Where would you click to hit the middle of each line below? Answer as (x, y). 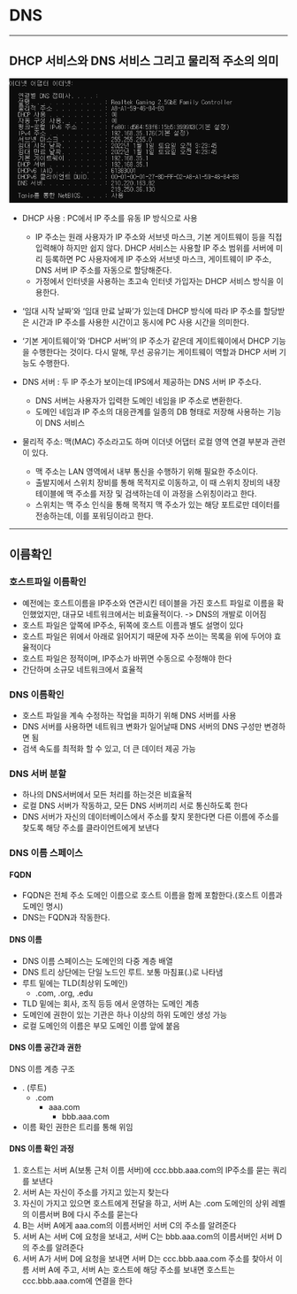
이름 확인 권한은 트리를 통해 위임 (77, 1127)
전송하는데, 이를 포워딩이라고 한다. (94, 516)
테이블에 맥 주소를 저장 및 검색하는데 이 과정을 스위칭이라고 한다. (146, 493)
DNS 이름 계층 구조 (42, 1068)
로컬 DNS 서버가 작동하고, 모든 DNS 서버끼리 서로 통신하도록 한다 (135, 805)
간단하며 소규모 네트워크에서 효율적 (82, 669)
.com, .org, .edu (64, 993)
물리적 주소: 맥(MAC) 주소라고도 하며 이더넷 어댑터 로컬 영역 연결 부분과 (145, 442)
